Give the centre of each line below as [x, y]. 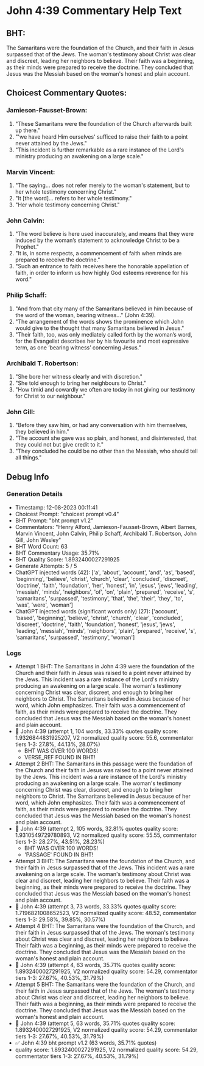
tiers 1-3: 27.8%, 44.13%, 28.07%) [58, 744]
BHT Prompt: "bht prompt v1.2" [54, 520]
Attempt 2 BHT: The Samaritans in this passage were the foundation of [104, 764]
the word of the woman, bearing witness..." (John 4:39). [86, 315]
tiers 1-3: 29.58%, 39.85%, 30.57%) [60, 919]
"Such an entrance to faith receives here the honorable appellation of [102, 266]
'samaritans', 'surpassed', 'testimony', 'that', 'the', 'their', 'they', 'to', [99, 598]
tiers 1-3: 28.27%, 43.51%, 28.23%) [60, 842]
